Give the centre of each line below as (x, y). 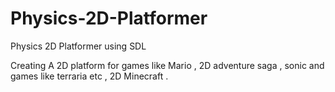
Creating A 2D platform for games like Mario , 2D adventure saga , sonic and (167, 65)
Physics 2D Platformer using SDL (78, 46)
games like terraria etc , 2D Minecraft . (89, 76)
